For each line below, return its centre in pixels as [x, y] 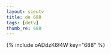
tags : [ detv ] [22, 23]
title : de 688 [24, 17]
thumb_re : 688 [24, 28]
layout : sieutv [25, 12]
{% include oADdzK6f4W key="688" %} [56, 45]
